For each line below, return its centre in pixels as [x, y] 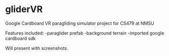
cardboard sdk [20, 38]
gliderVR [24, 9]
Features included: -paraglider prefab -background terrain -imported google [85, 33]
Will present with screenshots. [37, 48]
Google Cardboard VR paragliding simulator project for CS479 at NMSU [80, 23]
